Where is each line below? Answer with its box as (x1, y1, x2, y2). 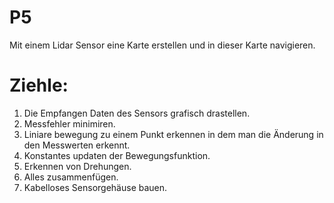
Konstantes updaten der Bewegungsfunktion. (23, 149, 211, 161)
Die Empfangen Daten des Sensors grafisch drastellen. (23, 107, 251, 119)
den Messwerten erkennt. (23, 139, 131, 151)
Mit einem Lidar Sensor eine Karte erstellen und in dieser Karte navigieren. (9, 39, 316, 51)
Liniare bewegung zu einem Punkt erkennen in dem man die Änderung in (23, 128, 324, 140)
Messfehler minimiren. (23, 117, 116, 130)
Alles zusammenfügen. (23, 171, 119, 183)
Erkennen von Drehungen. (23, 160, 132, 172)
